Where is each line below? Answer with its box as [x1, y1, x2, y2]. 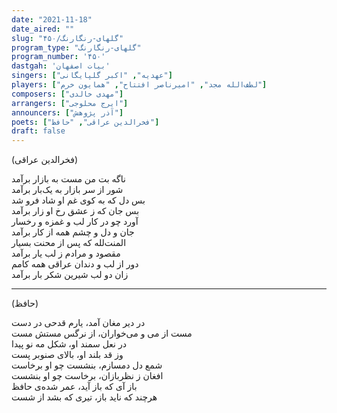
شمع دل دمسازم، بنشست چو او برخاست [11, 359, 163, 371]
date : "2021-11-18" [11, 14, 93, 25]
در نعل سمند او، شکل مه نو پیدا [11, 338, 127, 350]
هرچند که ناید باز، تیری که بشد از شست [11, 391, 158, 403]
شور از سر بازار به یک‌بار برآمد [11, 184, 124, 196]
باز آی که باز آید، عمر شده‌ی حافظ [11, 381, 138, 393]
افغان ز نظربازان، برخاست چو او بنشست [11, 370, 164, 382]
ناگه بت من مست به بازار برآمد [11, 173, 126, 185]
